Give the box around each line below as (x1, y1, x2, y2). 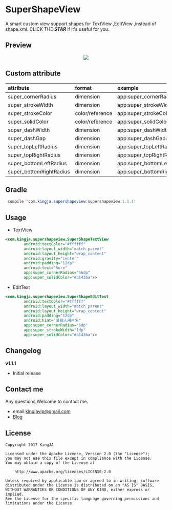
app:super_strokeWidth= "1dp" (24, 327, 86, 333)
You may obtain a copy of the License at (5, 460, 95, 465)
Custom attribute (5, 69, 61, 78)
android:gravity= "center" (24, 256, 79, 261)
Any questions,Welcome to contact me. (5, 399, 89, 405)
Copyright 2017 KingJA (5, 442, 54, 447)
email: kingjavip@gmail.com (12, 408, 71, 415)
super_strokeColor (8, 109, 52, 116)
